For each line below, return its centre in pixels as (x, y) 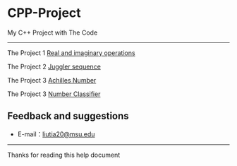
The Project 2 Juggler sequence (54, 66)
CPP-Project (44, 13)
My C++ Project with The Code (53, 32)
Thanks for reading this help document (64, 155)
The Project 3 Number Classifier (54, 94)
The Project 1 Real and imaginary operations (71, 53)
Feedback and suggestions (68, 116)
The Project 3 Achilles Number (52, 80)
